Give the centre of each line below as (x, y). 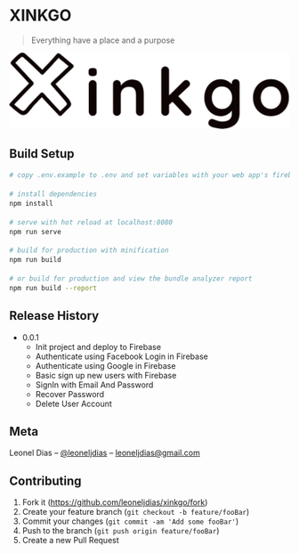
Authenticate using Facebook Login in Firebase (122, 356)
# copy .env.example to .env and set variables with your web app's (139, 175)
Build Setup (42, 154)
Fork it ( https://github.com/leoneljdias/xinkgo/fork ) (115, 502)
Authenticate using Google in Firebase (105, 365)
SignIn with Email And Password (94, 385)
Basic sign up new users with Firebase (106, 375)
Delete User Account (74, 403)
